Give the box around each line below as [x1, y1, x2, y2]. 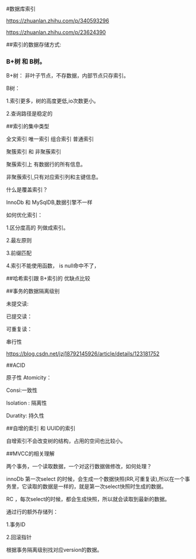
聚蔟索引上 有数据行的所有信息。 [6, 160, 86, 168]
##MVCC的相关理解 [6, 450, 55, 458]
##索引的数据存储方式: [6, 41, 61, 48]
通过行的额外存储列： [6, 508, 58, 515]
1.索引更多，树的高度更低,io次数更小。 [6, 97, 99, 104]
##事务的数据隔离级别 [6, 288, 60, 295]
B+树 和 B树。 [6, 57, 46, 66]
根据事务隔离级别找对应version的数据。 [6, 546, 103, 554]
